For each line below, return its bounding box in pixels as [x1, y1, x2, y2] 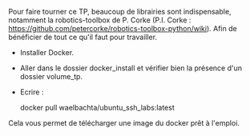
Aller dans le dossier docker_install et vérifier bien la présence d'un [19, 63, 243, 73]
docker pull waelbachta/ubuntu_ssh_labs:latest [19, 103, 175, 112]
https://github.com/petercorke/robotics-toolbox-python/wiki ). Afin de [8, 24, 238, 33]
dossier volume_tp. [19, 72, 83, 81]
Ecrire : [19, 87, 44, 97]
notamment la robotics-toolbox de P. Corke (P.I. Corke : [8, 15, 192, 25]
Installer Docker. [19, 48, 75, 57]
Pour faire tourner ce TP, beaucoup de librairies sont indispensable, [8, 7, 232, 16]
